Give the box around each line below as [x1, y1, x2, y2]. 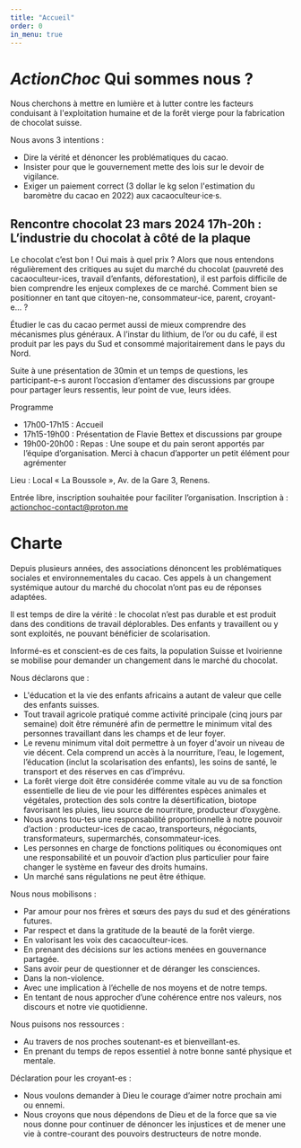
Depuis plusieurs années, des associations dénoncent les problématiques [10, 563, 282, 574]
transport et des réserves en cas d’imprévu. [22, 766, 185, 777]
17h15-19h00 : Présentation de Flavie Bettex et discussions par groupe [22, 428, 283, 440]
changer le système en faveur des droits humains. [22, 861, 209, 872]
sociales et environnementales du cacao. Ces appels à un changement [10, 572, 271, 584]
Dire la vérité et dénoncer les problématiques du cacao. [22, 152, 229, 163]
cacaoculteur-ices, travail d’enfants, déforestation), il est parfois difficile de [10, 273, 288, 284]
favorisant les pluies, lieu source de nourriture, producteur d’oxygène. [22, 805, 281, 816]
